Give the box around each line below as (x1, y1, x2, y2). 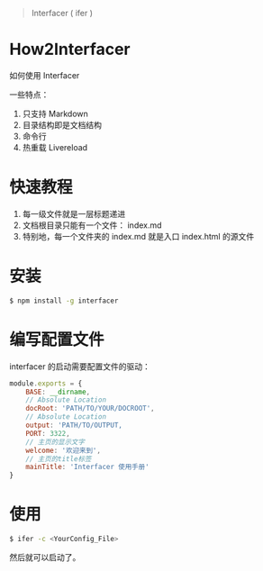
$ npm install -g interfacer (9, 296, 119, 305)
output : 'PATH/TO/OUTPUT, (25, 421, 123, 430)
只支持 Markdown (22, 108, 88, 119)
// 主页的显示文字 (25, 437, 86, 447)
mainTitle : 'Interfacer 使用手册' (25, 463, 150, 472)
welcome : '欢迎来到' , (25, 446, 102, 455)
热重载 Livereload (22, 141, 88, 152)
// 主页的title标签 (25, 454, 92, 463)
